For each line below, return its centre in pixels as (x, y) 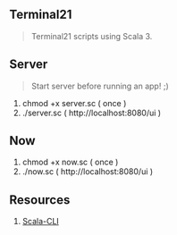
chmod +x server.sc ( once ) (74, 103)
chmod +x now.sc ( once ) (70, 162)
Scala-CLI (41, 222)
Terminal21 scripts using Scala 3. (92, 36)
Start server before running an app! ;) (100, 86)
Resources (40, 200)
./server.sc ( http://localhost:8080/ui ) (92, 113)
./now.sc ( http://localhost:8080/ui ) (88, 172)
